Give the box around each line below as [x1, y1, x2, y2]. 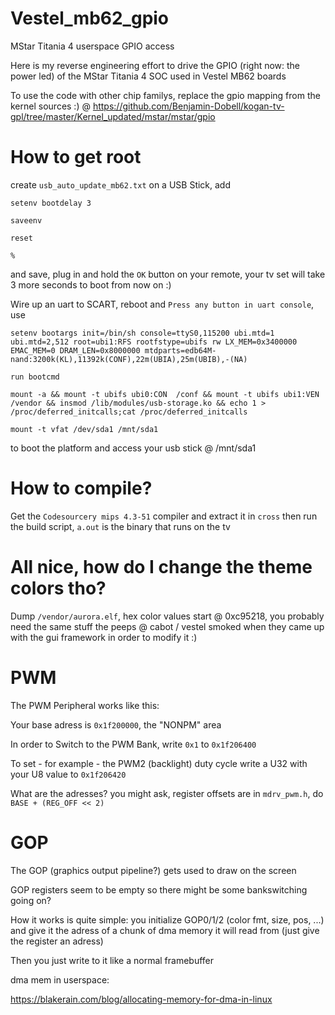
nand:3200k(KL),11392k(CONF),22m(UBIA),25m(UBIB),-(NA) [10, 354, 248, 364]
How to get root [10, 146, 142, 169]
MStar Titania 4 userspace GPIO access [10, 40, 175, 52]
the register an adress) [10, 935, 104, 947]
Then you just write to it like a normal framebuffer [10, 954, 215, 966]
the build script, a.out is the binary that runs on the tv [10, 520, 231, 532]
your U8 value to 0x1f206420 [10, 768, 127, 780]
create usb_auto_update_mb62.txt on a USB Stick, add [10, 178, 232, 191]
